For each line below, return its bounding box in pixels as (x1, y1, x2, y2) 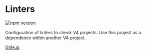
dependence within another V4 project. (5, 35, 86, 41)
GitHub (5, 44, 20, 50)
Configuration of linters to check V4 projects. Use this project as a (5, 29, 141, 35)
